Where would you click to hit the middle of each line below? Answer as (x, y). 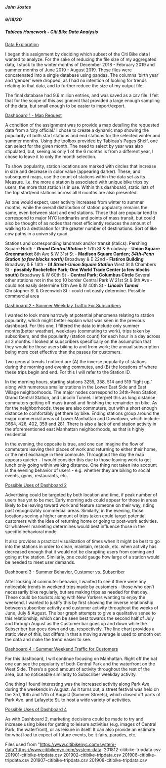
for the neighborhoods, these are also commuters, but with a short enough (81, 408)
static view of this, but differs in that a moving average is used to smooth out (83, 634)
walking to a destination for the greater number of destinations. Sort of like (81, 228)
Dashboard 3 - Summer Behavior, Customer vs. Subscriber (65, 572)
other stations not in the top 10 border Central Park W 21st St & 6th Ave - (79, 280)
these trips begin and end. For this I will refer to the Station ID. (68, 372)
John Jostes (18, 7)
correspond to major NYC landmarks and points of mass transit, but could (80, 218)
